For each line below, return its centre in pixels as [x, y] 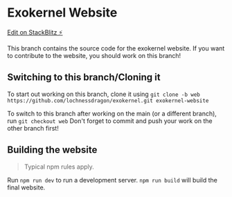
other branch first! [33, 128]
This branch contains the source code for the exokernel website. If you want [116, 48]
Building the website [52, 150]
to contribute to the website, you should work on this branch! [94, 55]
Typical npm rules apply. [59, 167]
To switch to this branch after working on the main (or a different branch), [112, 113]
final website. [26, 187]
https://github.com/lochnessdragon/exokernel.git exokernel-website [108, 101]
